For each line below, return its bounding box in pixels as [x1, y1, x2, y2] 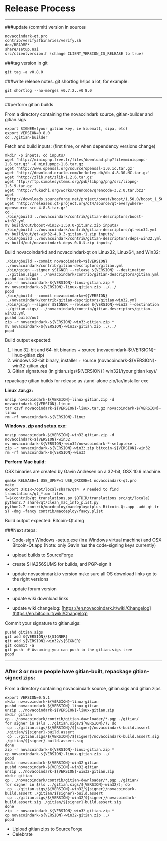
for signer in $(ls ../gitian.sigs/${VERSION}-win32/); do [5, 782, 130, 787]
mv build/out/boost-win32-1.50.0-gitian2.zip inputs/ [5, 223, 119, 228]
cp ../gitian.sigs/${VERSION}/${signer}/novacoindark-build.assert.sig [7, 734, 159, 739]
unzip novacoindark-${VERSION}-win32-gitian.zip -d [5, 432, 114, 437]
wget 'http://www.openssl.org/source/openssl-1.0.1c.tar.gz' [5, 166, 135, 171]
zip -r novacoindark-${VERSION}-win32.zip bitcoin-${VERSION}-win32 [5, 445, 150, 451]
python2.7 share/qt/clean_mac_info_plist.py [5, 500, 99, 505]
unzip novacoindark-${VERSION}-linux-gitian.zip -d [5, 397, 114, 402]
